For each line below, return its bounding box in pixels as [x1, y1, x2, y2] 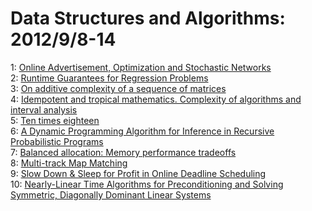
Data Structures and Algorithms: [10, 7, 286, 30]
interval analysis [10, 103, 78, 116]
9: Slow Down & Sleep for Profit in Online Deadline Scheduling [10, 167, 267, 179]
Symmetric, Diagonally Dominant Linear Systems [10, 188, 212, 201]
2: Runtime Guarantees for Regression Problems [10, 72, 209, 84]
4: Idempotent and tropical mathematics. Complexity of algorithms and [10, 93, 302, 105]
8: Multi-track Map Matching [10, 157, 128, 169]
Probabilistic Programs [10, 135, 104, 147]
